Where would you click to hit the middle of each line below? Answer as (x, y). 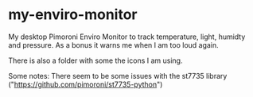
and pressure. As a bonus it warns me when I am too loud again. (113, 45)
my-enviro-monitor (73, 15)
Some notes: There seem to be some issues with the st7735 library (118, 76)
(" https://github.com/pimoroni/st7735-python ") (86, 84)
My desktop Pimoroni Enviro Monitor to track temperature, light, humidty (127, 37)
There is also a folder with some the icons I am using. (95, 60)
